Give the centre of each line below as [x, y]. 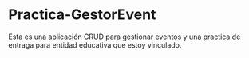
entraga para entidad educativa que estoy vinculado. [95, 44]
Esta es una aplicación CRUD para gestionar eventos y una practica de [125, 37]
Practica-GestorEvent [82, 15]
